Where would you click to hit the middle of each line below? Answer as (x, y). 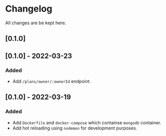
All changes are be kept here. (36, 23)
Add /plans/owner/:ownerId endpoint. (52, 81)
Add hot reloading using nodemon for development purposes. (75, 128)
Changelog (29, 9)
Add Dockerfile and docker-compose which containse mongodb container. (87, 122)
